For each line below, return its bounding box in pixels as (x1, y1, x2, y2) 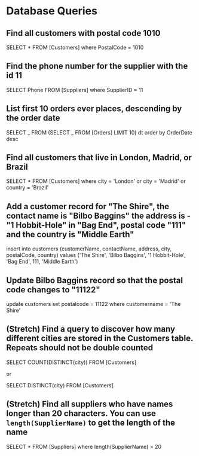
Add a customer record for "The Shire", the (6, 201, 170, 212)
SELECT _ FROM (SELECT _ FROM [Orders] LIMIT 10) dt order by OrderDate (6, 128, 192, 136)
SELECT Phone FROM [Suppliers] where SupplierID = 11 (6, 86, 143, 93)
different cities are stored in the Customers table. (6, 333, 193, 344)
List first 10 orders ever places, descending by (6, 103, 182, 114)
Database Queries (6, 4, 97, 18)
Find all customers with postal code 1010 (6, 28, 161, 38)
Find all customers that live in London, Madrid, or (6, 152, 192, 163)
